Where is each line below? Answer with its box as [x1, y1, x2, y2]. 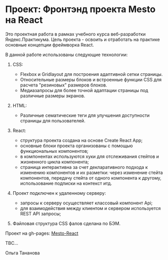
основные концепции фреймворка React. [5, 41, 95, 48]
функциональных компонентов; [20, 148, 89, 154]
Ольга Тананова [5, 249, 40, 256]
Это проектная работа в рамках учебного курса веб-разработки [5, 31, 146, 37]
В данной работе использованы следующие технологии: [5, 52, 128, 58]
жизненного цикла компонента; [20, 158, 89, 165]
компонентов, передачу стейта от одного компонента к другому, [20, 175, 162, 181]
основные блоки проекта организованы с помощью [20, 143, 133, 149]
